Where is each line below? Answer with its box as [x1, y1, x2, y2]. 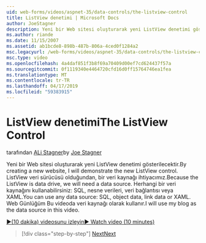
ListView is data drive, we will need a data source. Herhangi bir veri [6, 180, 177, 187]
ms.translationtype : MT [6, 72, 67, 78]
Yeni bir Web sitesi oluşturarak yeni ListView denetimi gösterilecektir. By [6, 160, 187, 168]
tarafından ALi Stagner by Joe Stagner [6, 148, 102, 156]
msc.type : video [6, 55, 48, 61]
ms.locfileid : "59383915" [6, 89, 72, 95]
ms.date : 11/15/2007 [6, 37, 59, 44]
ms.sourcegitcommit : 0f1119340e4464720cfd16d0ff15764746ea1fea [6, 66, 172, 72]
